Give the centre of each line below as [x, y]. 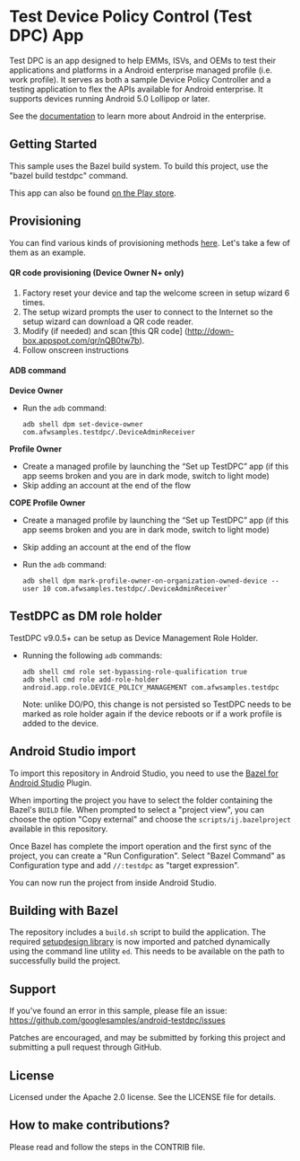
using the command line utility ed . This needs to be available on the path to [147, 951]
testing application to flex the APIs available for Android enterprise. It [136, 89]
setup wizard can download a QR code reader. [108, 321]
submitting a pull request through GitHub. [86, 1047]
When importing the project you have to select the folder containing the [141, 800]
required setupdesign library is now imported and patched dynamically [140, 942]
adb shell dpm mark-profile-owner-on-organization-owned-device [145, 581]
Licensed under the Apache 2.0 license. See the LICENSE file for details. [142, 1097]
